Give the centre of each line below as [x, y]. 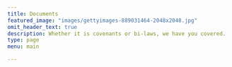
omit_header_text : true [42, 27]
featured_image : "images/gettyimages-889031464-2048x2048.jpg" [103, 20]
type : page [23, 40]
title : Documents [33, 14]
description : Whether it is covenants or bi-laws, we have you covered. [117, 33]
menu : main [23, 47]
